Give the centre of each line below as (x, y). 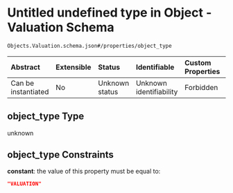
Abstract (25, 67)
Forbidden (201, 87)
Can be (23, 83)
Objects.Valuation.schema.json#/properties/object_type (89, 46)
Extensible (73, 67)
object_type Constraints (61, 155)
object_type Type (46, 117)
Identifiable (155, 67)
